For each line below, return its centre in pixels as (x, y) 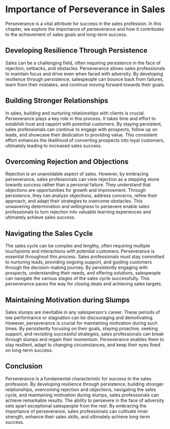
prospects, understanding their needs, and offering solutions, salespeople (83, 273)
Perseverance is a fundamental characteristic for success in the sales (78, 378)
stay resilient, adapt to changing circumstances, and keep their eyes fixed (83, 345)
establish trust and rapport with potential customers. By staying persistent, (84, 124)
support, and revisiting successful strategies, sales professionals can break (85, 334)
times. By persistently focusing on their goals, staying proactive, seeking (82, 329)
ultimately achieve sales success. (40, 217)
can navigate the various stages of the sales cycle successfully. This (77, 278)
